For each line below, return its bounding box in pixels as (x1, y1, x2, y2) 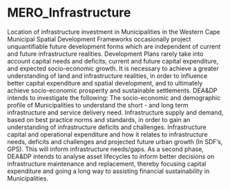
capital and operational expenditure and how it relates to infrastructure (7, 130, 209, 139)
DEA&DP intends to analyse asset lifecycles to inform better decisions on (7, 152, 215, 160)
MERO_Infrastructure (7, 5, 131, 21)
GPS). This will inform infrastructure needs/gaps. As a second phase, (7, 145, 204, 153)
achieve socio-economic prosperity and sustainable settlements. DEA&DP (7, 86, 218, 94)
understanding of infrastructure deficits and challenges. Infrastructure (7, 123, 207, 131)
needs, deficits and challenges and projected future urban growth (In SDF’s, (7, 137, 223, 146)
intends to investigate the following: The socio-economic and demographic (7, 93, 221, 101)
